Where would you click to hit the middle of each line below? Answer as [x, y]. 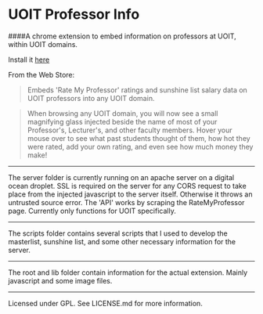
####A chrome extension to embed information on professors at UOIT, [122, 36]
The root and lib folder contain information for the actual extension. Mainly [128, 272]
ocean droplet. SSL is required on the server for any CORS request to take [127, 186]
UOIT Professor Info [74, 14]
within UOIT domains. [43, 44]
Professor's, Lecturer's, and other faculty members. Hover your [130, 130]
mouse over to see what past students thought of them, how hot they [139, 138]
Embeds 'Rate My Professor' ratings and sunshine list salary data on [137, 90]
